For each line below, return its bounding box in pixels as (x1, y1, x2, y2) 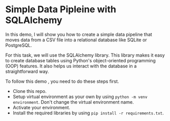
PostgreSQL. (5, 42, 32, 48)
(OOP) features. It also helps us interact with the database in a (5, 63, 137, 69)
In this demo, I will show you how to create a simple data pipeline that (5, 31, 153, 37)
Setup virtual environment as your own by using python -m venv (12, 93, 148, 100)
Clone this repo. (12, 88, 47, 94)
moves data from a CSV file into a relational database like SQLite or (5, 37, 147, 43)
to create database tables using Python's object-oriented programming (5, 57, 156, 63)
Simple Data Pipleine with (5, 4, 117, 15)
